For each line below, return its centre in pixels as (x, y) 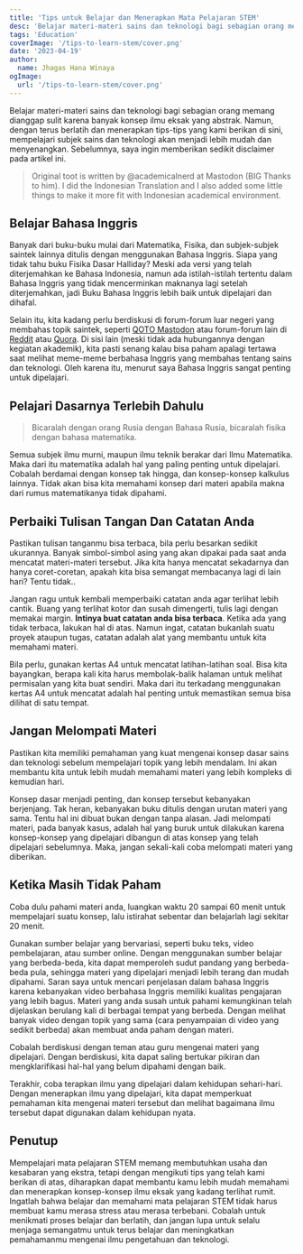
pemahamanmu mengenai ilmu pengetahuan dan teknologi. (119, 1239)
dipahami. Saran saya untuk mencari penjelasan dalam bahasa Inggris (139, 982)
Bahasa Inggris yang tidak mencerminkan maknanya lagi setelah (129, 283)
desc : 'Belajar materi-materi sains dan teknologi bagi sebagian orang (147, 26)
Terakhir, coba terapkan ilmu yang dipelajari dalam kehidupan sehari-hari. (146, 1083)
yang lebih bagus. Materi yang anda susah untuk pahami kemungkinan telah (151, 1000)
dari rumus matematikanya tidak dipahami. (88, 493)
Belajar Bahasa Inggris (73, 223)
